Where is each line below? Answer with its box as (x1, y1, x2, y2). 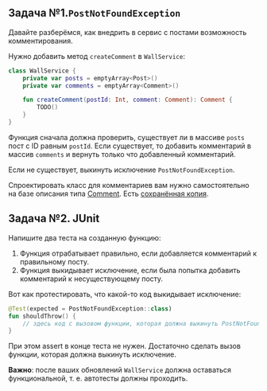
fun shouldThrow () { (8, 312, 77, 320)
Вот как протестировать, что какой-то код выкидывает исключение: (8, 289, 242, 299)
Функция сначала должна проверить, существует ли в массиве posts (8, 132, 245, 142)
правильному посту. (19, 256, 90, 266)
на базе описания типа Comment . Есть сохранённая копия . (8, 189, 209, 198)
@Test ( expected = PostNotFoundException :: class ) (8, 304, 172, 313)
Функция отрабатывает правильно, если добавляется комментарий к (19, 248, 257, 258)
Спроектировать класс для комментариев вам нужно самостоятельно (8, 180, 250, 190)
